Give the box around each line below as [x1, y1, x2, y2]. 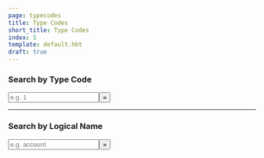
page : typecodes [8, 11, 61, 20]
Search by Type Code [8, 74, 92, 85]
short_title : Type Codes [8, 26, 90, 34]
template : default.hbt [8, 41, 82, 49]
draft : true [8, 48, 47, 56]
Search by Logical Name [8, 121, 104, 132]
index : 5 [8, 33, 37, 42]
